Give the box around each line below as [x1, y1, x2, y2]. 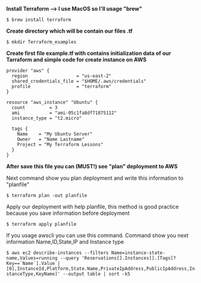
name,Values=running [6, 255, 58, 261]
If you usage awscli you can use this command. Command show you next [6, 232, 188, 239]
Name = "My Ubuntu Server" [17, 131, 93, 137]
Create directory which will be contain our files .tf [6, 27, 133, 34]
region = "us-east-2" [11, 73, 112, 79]
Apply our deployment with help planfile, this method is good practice [6, 203, 179, 210]
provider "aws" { [6, 68, 50, 74]
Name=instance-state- [111, 250, 165, 256]
